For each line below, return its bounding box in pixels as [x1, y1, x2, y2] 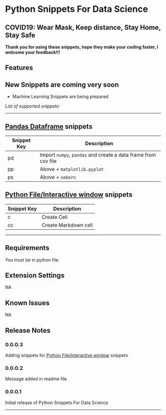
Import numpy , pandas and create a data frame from [40, 152, 157, 158]
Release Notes [5, 326, 51, 335]
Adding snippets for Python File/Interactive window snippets [5, 352, 128, 358]
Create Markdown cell [41, 221, 93, 228]
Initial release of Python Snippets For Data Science [5, 400, 109, 406]
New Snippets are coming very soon [5, 80, 119, 89]
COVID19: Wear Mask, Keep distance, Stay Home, [5, 23, 161, 32]
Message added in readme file [5, 376, 67, 382]
